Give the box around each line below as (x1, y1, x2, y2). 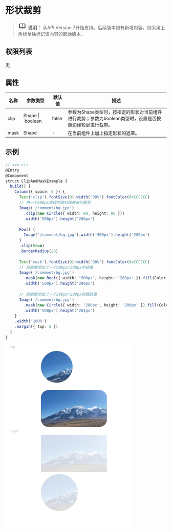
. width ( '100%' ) (14, 319, 47, 324)
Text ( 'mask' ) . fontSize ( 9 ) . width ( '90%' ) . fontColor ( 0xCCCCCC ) (18, 259, 150, 264)
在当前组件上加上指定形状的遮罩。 (68, 130, 140, 136)
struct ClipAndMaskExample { (5, 179, 68, 184)
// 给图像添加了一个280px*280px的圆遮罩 (18, 292, 97, 297)
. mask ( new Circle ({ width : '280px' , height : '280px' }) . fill (24, 302, 157, 307)
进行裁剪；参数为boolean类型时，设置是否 (68, 116, 157, 122)
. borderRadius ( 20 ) (18, 249, 58, 254)
